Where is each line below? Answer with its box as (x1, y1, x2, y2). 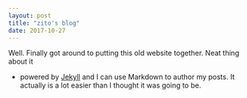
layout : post (8, 11, 52, 20)
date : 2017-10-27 (8, 26, 66, 34)
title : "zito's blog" (8, 19, 80, 27)
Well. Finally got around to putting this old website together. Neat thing (8, 49, 240, 58)
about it (8, 57, 33, 66)
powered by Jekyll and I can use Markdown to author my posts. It (19, 73, 235, 82)
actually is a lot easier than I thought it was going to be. (19, 80, 202, 90)
